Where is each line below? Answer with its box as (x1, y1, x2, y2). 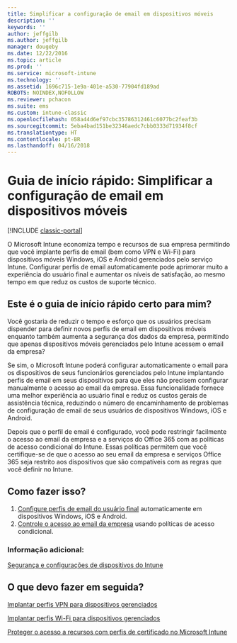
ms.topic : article (7, 57, 62, 64)
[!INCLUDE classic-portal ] (7, 226, 83, 235)
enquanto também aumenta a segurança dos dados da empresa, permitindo (7, 332, 229, 340)
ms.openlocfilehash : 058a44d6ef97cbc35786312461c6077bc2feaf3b (7, 116, 198, 123)
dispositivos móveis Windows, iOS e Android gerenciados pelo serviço (7, 255, 214, 264)
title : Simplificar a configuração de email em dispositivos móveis (7, 10, 214, 18)
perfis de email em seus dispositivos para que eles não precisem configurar (7, 376, 229, 384)
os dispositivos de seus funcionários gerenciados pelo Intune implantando (7, 368, 224, 376)
